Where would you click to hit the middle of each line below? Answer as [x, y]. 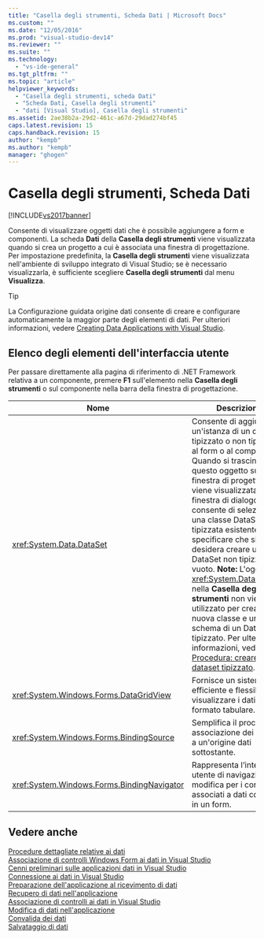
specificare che [220, 539]
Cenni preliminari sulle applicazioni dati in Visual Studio [97, 868]
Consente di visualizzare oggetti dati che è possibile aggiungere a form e [126, 231]
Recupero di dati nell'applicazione [63, 893]
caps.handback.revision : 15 [54, 132]
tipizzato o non [219, 441]
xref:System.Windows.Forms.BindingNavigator [98, 785]
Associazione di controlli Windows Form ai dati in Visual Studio [110, 859]
